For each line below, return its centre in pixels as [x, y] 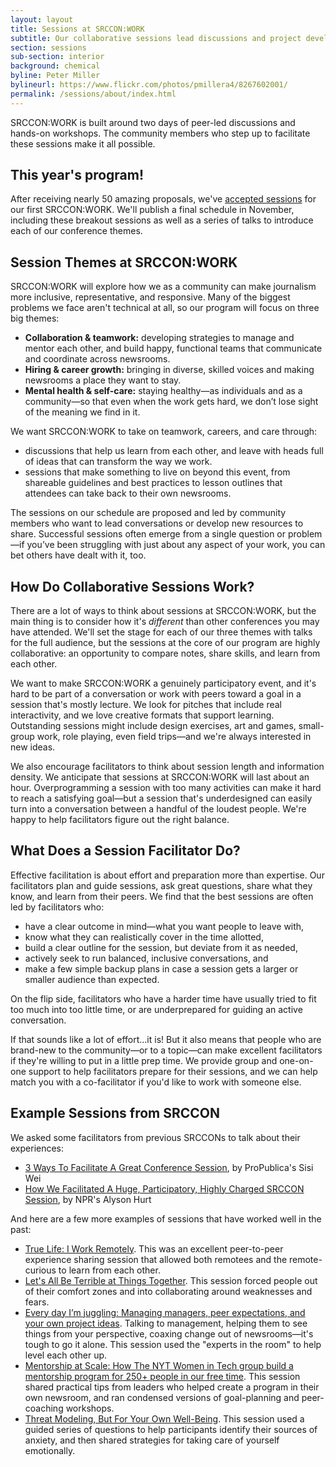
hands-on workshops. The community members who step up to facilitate [160, 133]
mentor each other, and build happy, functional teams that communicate [173, 348]
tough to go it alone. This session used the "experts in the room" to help [173, 1344]
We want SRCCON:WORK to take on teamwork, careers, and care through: [164, 432]
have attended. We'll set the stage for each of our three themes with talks [161, 632]
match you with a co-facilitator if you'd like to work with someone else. [156, 1082]
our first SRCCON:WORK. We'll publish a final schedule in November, [152, 210]
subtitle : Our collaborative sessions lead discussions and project [156, 38]
